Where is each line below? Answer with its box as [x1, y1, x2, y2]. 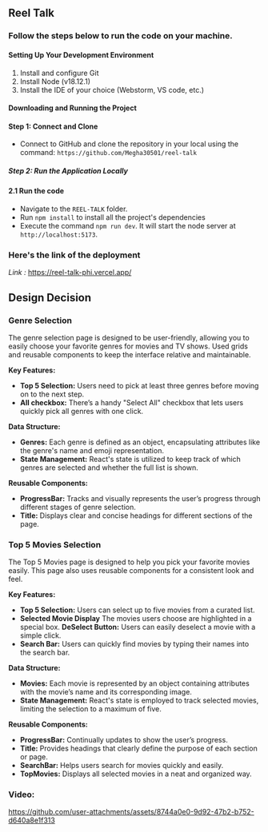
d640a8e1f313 [8, 815, 56, 826]
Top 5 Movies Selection [8, 539, 102, 550]
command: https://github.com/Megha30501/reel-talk [19, 148, 198, 157]
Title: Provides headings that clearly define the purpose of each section [19, 743, 258, 754]
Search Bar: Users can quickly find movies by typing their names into [19, 639, 250, 649]
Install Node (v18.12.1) [19, 76, 90, 86]
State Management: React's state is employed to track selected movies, [19, 695, 259, 706]
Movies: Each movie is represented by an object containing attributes [19, 679, 250, 688]
